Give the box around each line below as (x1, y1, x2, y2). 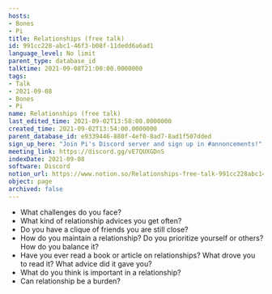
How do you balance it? (19, 241, 100, 251)
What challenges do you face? (19, 207, 121, 217)
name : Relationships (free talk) (8, 110, 121, 118)
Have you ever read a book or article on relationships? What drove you (19, 250, 256, 260)
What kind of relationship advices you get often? (19, 215, 182, 225)
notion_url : (8, 170, 49, 178)
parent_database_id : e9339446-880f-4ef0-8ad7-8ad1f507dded (8, 132, 212, 140)
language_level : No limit (8, 49, 96, 58)
